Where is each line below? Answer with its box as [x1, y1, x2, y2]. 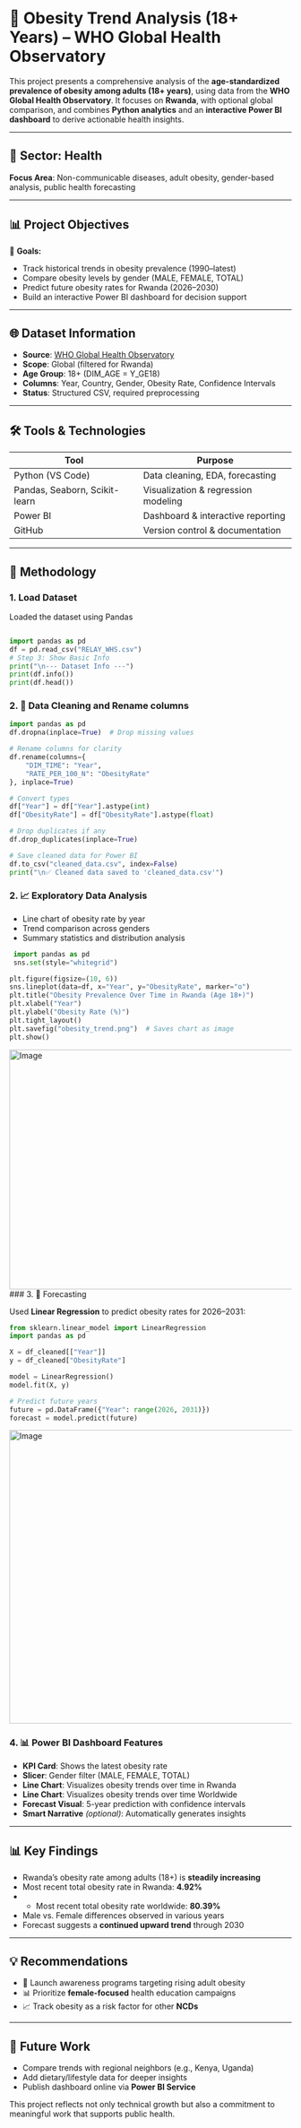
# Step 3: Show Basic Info [9, 653, 110, 662]
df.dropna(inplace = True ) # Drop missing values [9, 728, 194, 738]
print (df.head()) [9, 679, 74, 688]
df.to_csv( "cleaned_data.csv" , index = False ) [9, 860, 178, 869]
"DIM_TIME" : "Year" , [25, 761, 102, 770]
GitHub [13, 524, 44, 537]
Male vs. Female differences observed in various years [21, 1909, 225, 1921]
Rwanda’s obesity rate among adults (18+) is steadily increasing [21, 1872, 262, 1882]
